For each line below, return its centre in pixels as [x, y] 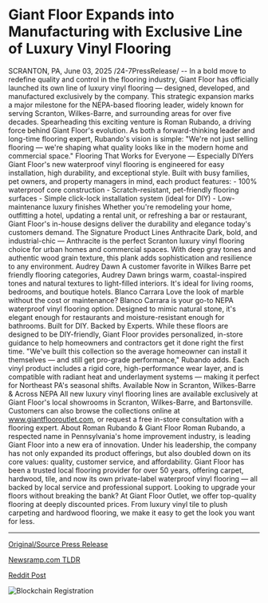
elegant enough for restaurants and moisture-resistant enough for [116, 317]
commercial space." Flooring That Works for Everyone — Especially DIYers [131, 156]
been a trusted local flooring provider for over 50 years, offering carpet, [126, 470]
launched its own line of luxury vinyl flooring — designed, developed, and [129, 88]
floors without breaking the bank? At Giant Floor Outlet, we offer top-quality [132, 495]
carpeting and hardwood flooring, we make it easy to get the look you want [132, 513]
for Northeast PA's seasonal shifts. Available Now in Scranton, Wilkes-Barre [132, 385]
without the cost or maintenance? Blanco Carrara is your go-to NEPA [121, 300]
